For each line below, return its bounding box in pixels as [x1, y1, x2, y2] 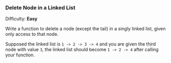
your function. [5, 52, 35, 58]
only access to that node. [5, 31, 59, 37]
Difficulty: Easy [5, 16, 38, 22]
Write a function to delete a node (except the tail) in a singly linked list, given [5, 26, 166, 32]
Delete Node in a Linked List [5, 4, 76, 11]
